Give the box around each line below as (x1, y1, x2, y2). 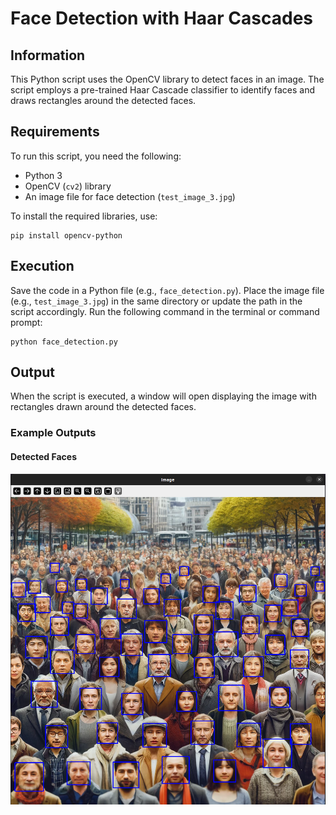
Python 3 (24, 169, 63, 181)
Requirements (10, 123, 100, 141)
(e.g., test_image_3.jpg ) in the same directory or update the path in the (10, 295, 303, 307)
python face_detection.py (10, 337, 118, 347)
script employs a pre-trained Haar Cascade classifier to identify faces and (10, 84, 316, 96)
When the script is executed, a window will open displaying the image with (10, 390, 317, 402)
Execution (10, 258, 75, 275)
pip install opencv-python (10, 230, 123, 241)
